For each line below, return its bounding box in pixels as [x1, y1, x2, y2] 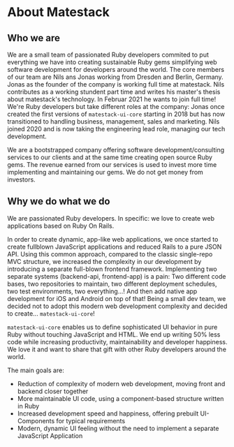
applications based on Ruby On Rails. [7, 221, 115, 230]
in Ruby [17, 402, 40, 410]
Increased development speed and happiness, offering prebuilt [17, 409, 199, 418]
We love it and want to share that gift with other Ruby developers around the [7, 345, 227, 353]
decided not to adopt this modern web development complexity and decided [7, 302, 228, 310]
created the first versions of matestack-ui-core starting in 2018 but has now [7, 110, 226, 118]
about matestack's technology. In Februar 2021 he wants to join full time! [7, 95, 217, 103]
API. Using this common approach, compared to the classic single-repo [7, 249, 213, 258]
